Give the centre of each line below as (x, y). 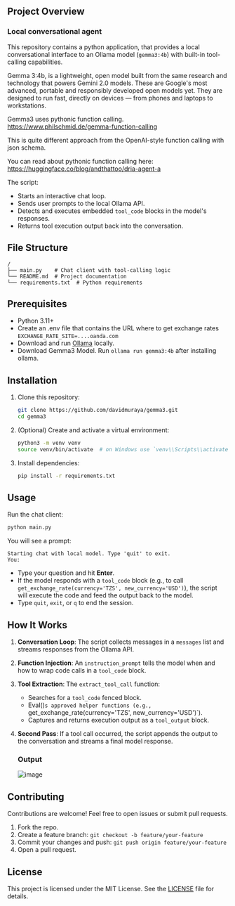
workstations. (27, 105)
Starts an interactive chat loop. (62, 195)
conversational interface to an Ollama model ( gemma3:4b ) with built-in (106, 54)
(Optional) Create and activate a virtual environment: (93, 430)
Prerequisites (37, 304)
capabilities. (45, 62)
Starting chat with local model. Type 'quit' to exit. (89, 554)
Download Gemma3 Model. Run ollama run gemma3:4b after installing (117, 351)
